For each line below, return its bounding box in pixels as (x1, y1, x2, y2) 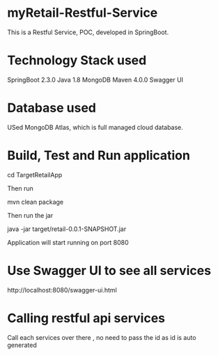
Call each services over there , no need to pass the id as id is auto (7, 333, 196, 341)
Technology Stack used (7, 52, 147, 68)
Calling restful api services (7, 310, 166, 326)
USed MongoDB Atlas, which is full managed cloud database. (7, 123, 183, 131)
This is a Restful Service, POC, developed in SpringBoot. (7, 28, 169, 36)
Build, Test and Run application (7, 148, 190, 163)
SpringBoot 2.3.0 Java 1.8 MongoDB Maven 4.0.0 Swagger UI (7, 75, 183, 84)
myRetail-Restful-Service (7, 5, 158, 21)
